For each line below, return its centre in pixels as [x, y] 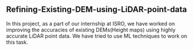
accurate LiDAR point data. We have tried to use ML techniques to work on [97, 36]
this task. [17, 42]
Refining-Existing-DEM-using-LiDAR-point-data [97, 10]
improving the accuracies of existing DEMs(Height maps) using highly [91, 30]
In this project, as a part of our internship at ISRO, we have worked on [91, 23]
